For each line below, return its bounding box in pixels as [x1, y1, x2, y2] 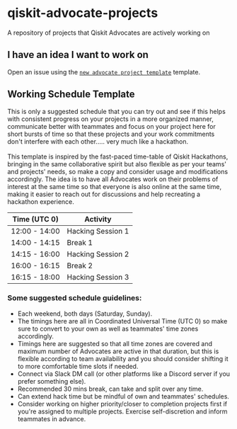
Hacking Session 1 [67, 226, 129, 236]
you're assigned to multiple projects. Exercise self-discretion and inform [17, 407, 228, 416]
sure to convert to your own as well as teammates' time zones [17, 324, 199, 333]
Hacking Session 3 [67, 272, 129, 282]
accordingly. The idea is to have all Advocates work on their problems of [7, 175, 219, 183]
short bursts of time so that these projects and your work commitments [7, 130, 215, 138]
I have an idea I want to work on [7, 49, 149, 61]
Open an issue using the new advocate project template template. [7, 67, 200, 76]
